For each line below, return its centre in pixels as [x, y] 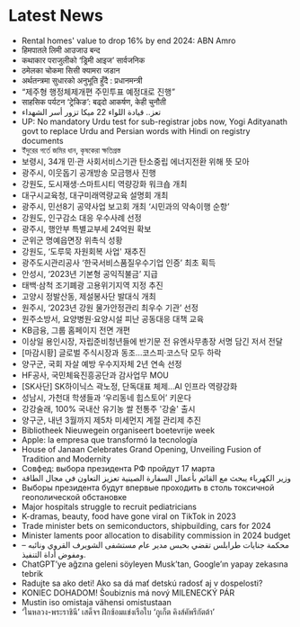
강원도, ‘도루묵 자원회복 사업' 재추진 [84, 251]
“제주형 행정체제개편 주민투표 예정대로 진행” [98, 92]
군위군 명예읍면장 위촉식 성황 [72, 240]
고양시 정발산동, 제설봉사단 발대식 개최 [88, 296]
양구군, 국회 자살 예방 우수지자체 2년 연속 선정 [101, 363]
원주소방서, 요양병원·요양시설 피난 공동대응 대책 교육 [112, 318]
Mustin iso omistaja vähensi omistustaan [96, 602]
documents [42, 140]
